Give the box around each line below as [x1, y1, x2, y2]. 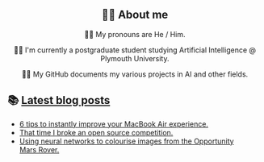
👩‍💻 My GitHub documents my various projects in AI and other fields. [21, 69, 249, 79]
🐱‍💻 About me [101, 8, 169, 22]
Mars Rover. [19, 144, 60, 154]
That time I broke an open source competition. [19, 127, 174, 137]
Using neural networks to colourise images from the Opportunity [19, 136, 235, 146]
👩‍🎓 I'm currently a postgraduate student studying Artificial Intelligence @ [14, 45, 256, 55]
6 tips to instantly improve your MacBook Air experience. [19, 118, 209, 129]
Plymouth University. [99, 53, 170, 63]
